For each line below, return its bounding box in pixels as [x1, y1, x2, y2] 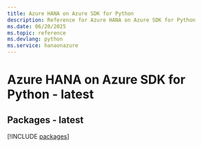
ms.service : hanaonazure [7, 42, 79, 49]
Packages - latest [7, 114, 84, 126]
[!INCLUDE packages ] [7, 133, 70, 140]
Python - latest [7, 87, 94, 102]
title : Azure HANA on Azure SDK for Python [7, 10, 134, 17]
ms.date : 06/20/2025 [7, 23, 67, 30]
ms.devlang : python [7, 36, 63, 43]
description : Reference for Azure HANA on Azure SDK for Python [7, 17, 196, 23]
